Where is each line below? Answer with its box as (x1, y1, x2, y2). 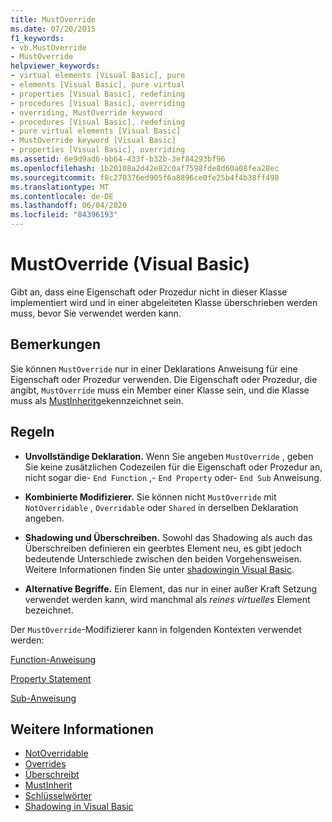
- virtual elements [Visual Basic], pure (10, 71, 186, 81)
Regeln (10, 424, 55, 441)
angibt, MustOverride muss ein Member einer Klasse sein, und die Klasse (10, 384, 310, 396)
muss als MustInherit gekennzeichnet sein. (10, 394, 184, 406)
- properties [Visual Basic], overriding (10, 145, 186, 155)
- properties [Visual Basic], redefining (10, 89, 186, 99)
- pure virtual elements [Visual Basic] (10, 126, 182, 136)
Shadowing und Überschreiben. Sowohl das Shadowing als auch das (24, 531, 313, 543)
